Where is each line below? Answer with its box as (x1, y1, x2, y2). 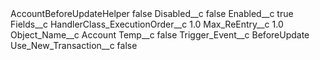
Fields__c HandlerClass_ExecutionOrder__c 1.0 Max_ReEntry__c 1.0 (10, 18, 284, 30)
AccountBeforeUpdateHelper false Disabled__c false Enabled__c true (10, 8, 294, 19)
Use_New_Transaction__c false (10, 40, 138, 51)
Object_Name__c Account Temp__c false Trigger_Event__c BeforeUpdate (10, 29, 310, 41)
